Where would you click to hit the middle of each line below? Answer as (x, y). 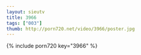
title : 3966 (21, 18)
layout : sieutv (26, 12)
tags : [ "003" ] (24, 23)
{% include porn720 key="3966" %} (52, 46)
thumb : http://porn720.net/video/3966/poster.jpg (71, 29)
